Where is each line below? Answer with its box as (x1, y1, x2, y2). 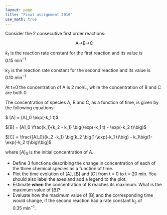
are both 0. (5, 90, 28, 96)
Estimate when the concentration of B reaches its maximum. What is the (12, 182, 162, 188)
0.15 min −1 (5, 56, 26, 63)
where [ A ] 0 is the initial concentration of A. (5, 149, 94, 157)
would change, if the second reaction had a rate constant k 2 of (12, 197, 142, 204)
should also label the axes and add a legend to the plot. (12, 176, 127, 182)
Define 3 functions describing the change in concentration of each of (12, 160, 156, 166)
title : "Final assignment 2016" (5, 12, 73, 17)
